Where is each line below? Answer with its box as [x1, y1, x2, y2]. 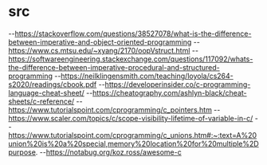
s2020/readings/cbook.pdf [8, 79, 97, 89]
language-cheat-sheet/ [8, 88, 85, 97]
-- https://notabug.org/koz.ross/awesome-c [39, 147, 182, 157]
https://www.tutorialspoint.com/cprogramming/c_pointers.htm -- [8, 104, 221, 114]
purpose [8, 147, 36, 157]
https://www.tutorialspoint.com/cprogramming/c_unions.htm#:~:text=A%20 [8, 130, 257, 139]
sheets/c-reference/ [8, 96, 75, 106]
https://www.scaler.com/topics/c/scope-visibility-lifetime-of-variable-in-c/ [8, 113, 253, 123]
